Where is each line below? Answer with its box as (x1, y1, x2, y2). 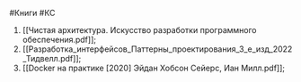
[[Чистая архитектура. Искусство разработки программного (22, 25, 257, 35)
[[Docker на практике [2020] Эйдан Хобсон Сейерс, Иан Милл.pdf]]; (22, 62, 286, 73)
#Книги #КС (9, 8, 56, 18)
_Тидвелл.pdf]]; (22, 53, 82, 63)
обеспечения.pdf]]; (22, 35, 97, 45)
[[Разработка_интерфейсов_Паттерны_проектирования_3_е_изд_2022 (22, 44, 293, 54)
